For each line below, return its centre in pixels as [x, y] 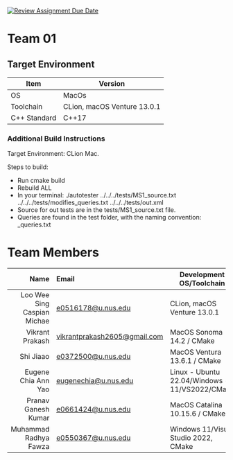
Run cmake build [41, 181]
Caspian [36, 312]
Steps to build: [28, 167]
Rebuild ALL [34, 188]
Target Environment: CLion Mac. [53, 154]
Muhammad [30, 430]
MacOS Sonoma [196, 333]
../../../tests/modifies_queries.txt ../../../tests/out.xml [90, 203]
